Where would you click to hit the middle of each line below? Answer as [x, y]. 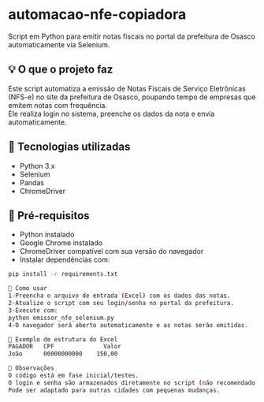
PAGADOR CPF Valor [65, 347]
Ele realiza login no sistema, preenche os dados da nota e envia [112, 114]
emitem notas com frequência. [58, 105]
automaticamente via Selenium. [59, 44]
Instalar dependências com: [65, 260]
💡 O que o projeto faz [61, 70]
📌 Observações [32, 368]
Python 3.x [37, 166]
